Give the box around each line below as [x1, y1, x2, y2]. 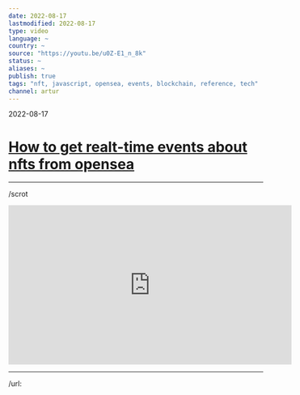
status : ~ [8, 57, 42, 66]
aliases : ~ [8, 65, 45, 73]
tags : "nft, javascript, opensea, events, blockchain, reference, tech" [8, 79, 259, 87]
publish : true [8, 72, 57, 80]
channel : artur [8, 87, 60, 96]
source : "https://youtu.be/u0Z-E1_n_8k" [8, 49, 147, 57]
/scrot [8, 189, 28, 199]
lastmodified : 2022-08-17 [8, 19, 95, 28]
